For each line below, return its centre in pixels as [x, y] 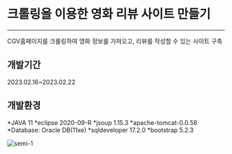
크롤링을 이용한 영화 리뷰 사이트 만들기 [109, 14]
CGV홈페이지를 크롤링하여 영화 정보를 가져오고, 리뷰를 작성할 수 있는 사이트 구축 [115, 41]
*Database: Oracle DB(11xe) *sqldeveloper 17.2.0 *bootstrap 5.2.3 [100, 130]
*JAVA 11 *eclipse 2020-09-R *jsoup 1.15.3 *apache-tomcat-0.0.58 [103, 122]
